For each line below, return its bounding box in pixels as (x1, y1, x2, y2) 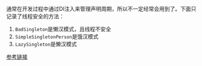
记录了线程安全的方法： (6, 13, 65, 20)
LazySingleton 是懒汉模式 (14, 41, 77, 47)
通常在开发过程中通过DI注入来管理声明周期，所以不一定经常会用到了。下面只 (6, 5, 197, 12)
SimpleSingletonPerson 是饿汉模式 (14, 33, 99, 40)
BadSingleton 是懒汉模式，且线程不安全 (14, 26, 112, 32)
